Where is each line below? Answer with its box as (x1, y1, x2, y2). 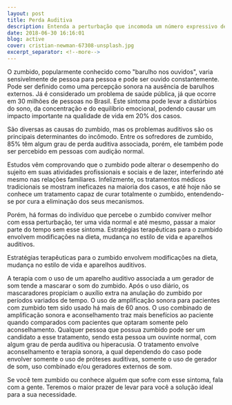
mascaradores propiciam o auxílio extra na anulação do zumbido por (7, 288, 202, 297)
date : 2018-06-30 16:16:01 (7, 29, 85, 37)
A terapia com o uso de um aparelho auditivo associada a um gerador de (7, 274, 214, 282)
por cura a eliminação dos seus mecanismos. (15, 197, 144, 205)
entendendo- (186, 189, 224, 198)
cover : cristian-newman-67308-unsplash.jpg (7, 42, 135, 49)
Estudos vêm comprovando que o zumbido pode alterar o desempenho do (7, 160, 220, 169)
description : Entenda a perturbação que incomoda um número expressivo (7, 23, 217, 30)
